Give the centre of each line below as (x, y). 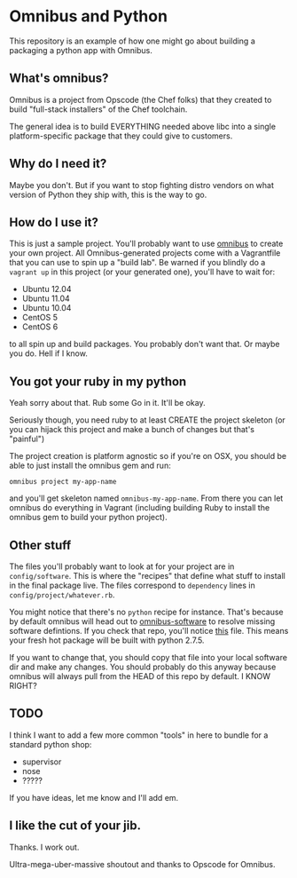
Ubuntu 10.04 (47, 308)
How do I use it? (54, 222)
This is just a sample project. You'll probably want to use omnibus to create (146, 244)
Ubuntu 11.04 (46, 298)
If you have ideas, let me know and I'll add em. (94, 797)
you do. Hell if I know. (49, 353)
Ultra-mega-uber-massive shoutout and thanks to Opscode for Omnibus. (143, 864)
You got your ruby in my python (98, 381)
